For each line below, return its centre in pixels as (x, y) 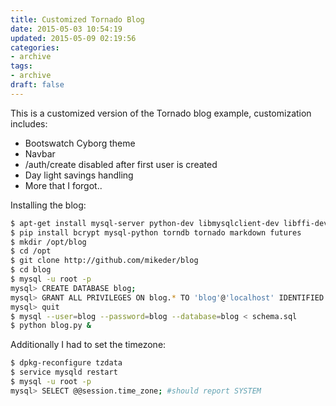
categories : (35, 47)
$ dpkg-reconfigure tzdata (66, 363)
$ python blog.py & (51, 326)
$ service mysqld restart (64, 372)
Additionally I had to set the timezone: (88, 345)
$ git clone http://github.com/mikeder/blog (104, 261)
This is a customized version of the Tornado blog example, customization (161, 113)
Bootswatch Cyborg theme (80, 143)
